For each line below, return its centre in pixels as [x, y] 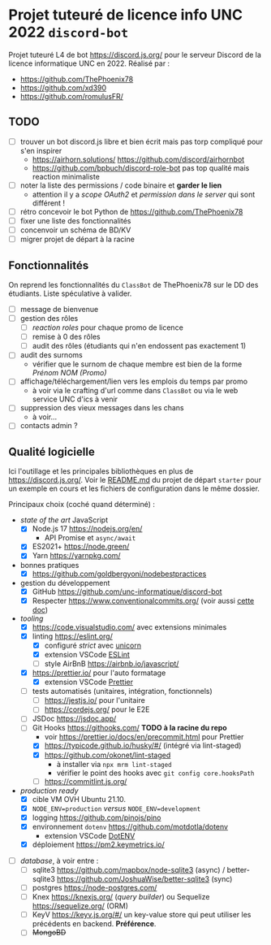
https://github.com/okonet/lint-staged [108, 755]
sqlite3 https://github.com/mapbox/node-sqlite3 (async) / [129, 870]
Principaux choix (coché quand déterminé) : [82, 505]
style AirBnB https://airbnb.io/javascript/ [112, 663]
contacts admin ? [49, 426]
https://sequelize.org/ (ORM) [80, 906]
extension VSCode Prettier [89, 682]
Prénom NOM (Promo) [69, 373]
